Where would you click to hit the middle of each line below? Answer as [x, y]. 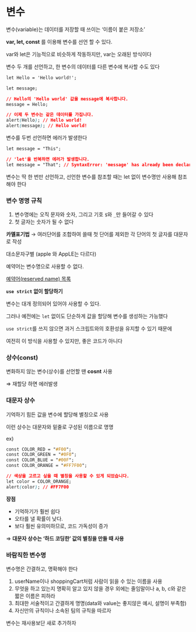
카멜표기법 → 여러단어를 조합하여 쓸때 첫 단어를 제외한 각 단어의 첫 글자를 [89, 234]
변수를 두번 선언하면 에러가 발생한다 [47, 138]
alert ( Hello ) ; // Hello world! [44, 121]
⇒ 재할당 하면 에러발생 [32, 384]
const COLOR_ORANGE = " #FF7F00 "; [47, 466]
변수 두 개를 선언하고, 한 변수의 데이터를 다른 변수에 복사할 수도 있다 [83, 66]
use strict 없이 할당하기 [34, 291]
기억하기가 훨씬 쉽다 [37, 511]
